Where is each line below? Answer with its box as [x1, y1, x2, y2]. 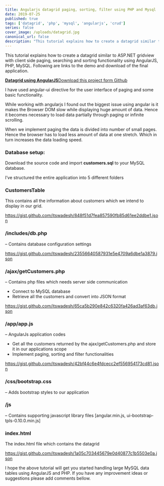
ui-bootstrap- [126, 412, 154, 418]
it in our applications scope [12, 346, 67, 352]
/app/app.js [5, 320, 34, 327]
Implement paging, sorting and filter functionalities [12, 351, 114, 357]
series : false [5, 25, 34, 30]
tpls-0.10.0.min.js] [5, 418, 41, 424]
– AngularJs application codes [5, 331, 66, 337]
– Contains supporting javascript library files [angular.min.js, [5, 412, 126, 418]
